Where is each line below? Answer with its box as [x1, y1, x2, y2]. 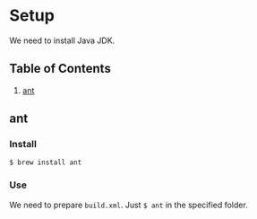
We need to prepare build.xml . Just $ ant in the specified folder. [9, 199, 248, 210]
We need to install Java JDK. [9, 35, 116, 46]
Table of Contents [9, 61, 112, 76]
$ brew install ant [9, 158, 82, 167]
